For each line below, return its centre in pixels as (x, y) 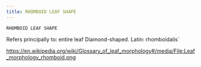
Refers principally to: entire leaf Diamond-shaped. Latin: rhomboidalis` (93, 39)
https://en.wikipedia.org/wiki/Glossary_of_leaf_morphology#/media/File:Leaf (101, 51)
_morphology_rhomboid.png (41, 57)
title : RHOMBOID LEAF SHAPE (41, 12)
